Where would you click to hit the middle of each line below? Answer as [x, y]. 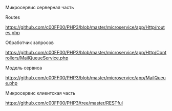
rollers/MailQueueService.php [37, 58]
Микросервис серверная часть [40, 7]
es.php [13, 32]
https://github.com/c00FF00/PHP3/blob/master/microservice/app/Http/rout [85, 27]
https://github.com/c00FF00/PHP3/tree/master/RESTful [64, 103]
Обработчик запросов [29, 42]
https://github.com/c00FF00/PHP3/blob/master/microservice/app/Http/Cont [86, 52]
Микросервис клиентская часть [40, 93]
